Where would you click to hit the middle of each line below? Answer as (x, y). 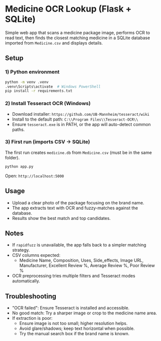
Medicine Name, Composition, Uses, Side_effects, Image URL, (81, 261)
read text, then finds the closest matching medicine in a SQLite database (78, 38)
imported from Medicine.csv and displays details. (54, 43)
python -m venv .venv (27, 82)
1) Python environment (32, 72)
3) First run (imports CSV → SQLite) (48, 142)
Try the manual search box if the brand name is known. (74, 334)
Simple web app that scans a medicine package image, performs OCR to (78, 32)
